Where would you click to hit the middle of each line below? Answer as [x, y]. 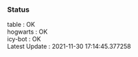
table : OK [21, 25]
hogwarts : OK [27, 32]
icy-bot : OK [24, 39]
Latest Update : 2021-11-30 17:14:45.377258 [69, 47]
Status [18, 10]
